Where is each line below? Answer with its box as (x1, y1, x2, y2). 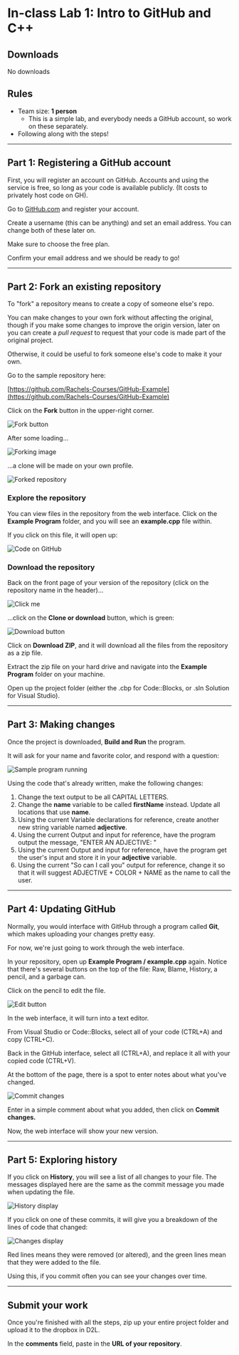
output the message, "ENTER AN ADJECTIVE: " (17, 838, 156, 846)
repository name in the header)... (7, 586, 104, 595)
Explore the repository (7, 493, 87, 503)
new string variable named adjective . (17, 823, 128, 831)
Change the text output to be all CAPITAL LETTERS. (17, 792, 169, 801)
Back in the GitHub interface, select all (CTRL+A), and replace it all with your (7, 1048, 230, 1058)
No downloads (7, 68, 51, 75)
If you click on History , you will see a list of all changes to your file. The (7, 1173, 217, 1181)
